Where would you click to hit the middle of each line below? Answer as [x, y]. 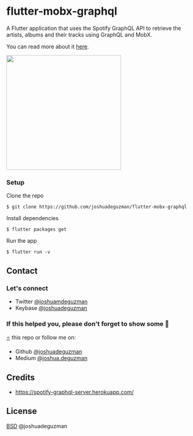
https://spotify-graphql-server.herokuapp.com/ [75, 392]
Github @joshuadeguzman [49, 352]
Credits [21, 377]
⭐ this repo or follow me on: [41, 338]
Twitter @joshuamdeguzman [51, 301]
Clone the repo [25, 196]
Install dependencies [33, 218]
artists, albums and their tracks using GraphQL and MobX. [79, 34]
